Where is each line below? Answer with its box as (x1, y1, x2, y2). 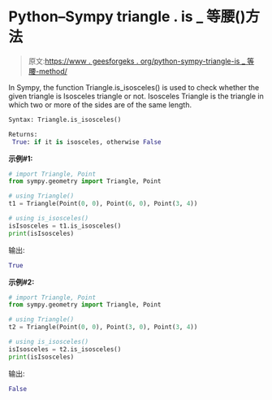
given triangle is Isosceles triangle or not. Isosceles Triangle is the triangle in (8, 91, 264, 101)
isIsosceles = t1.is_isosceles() (8, 221, 122, 230)
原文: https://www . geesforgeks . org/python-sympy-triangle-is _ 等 (28, 56, 254, 66)
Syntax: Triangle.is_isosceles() (8, 115, 122, 124)
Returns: (8, 130, 38, 138)
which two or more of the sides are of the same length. (8, 99, 192, 110)
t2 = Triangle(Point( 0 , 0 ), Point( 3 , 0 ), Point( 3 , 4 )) (8, 323, 198, 332)
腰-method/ (28, 66, 67, 76)
